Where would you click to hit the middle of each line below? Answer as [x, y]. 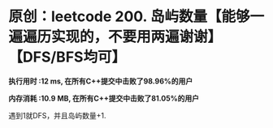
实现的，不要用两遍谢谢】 [137, 37]
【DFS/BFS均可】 [67, 57]
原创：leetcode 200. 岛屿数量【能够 [129, 17]
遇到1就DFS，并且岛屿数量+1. [58, 115]
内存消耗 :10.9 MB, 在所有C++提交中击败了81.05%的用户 [104, 98]
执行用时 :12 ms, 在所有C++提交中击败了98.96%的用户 [101, 81]
